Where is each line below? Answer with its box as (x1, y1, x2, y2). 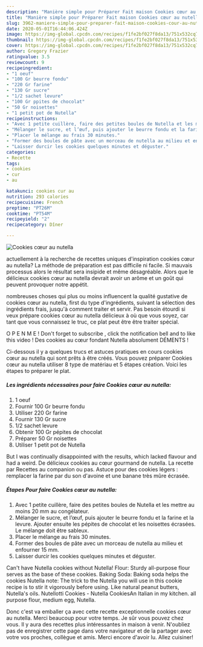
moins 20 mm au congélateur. (14, 508, 89, 515)
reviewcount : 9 (6, 59, 45, 65)
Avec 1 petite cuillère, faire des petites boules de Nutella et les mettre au (14, 501, 195, 508)
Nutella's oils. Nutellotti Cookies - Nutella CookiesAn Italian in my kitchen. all (6, 590, 196, 597)
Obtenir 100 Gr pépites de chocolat (14, 428, 103, 435)
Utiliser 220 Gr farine (14, 409, 68, 416)
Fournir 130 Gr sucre (14, 415, 66, 422)
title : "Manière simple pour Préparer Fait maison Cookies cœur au (6, 14, 180, 21)
